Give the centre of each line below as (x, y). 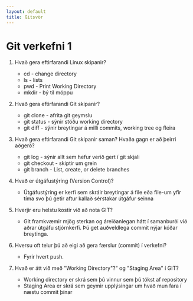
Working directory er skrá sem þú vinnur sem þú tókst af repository (105, 280)
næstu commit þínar (48, 292)
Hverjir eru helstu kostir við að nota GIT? (64, 210)
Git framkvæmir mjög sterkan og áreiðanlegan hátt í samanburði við (105, 221)
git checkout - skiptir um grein (60, 163)
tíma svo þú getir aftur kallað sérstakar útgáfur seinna (89, 199)
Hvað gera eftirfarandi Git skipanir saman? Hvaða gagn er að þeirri (95, 140)
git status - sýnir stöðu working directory (73, 122)
